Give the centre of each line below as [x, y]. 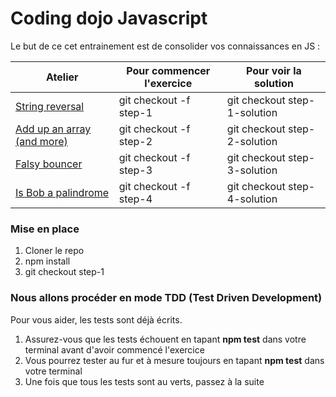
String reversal [50, 106]
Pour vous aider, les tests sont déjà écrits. [96, 319]
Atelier [62, 77]
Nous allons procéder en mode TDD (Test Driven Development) [166, 298]
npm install [47, 261]
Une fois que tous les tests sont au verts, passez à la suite [144, 381]
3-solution [252, 170]
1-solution [252, 112]
